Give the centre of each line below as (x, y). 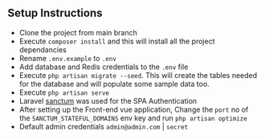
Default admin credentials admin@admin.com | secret (104, 126)
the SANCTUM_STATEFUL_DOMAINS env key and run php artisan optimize (133, 118)
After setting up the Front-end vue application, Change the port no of (134, 109)
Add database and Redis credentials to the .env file (104, 67)
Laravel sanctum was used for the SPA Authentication (108, 100)
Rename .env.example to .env (68, 58)
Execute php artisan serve (64, 92)
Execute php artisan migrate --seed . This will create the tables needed (138, 75)
